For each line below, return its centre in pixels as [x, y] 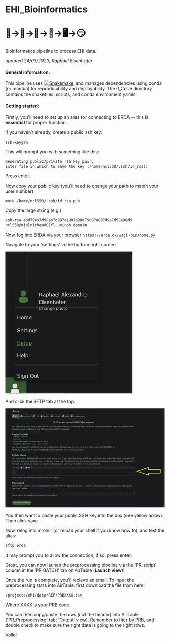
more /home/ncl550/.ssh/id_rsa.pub [43, 201]
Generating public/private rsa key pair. [50, 161]
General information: [28, 72]
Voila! [11, 635]
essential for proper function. [36, 122]
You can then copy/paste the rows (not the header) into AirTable [72, 614]
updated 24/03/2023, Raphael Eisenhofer [49, 61]
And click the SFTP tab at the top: [40, 401]
